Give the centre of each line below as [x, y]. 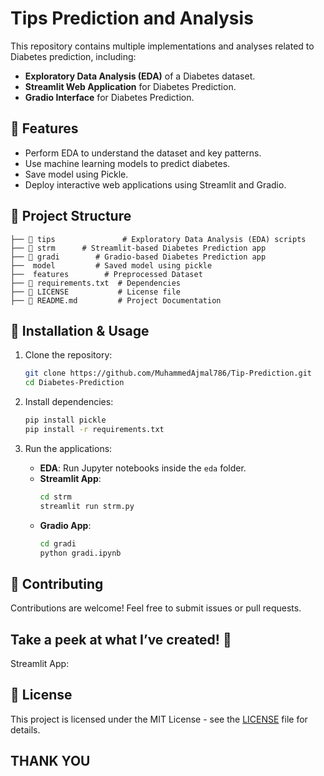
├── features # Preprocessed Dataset [106, 274]
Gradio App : [65, 525]
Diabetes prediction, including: [73, 56]
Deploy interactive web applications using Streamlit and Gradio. [155, 184]
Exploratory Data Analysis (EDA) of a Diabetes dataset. [140, 76]
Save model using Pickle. [76, 174]
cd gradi [58, 543]
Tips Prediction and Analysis [132, 18]
